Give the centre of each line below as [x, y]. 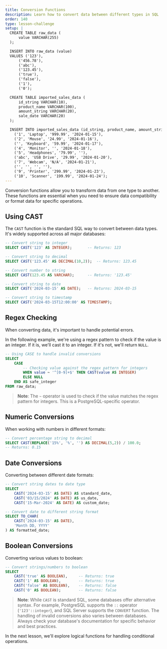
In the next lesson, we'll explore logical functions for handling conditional [80, 636]
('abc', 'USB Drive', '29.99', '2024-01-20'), [63, 158]
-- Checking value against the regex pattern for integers [85, 368]
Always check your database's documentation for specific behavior [86, 621]
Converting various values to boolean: [44, 558]
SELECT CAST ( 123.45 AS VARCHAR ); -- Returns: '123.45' [69, 275]
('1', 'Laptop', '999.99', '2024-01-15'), [59, 134]
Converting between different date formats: [50, 475]
